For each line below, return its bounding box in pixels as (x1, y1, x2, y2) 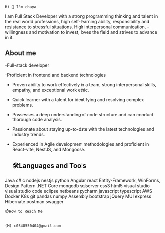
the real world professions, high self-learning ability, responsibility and (5, 19, 150, 24)
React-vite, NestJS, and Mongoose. (12, 146, 85, 152)
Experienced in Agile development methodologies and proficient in (12, 141, 149, 147)
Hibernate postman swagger (5, 198, 64, 204)
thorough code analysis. (12, 116, 62, 122)
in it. (5, 35, 14, 40)
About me (5, 49, 36, 57)
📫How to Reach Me (5, 209, 43, 214)
